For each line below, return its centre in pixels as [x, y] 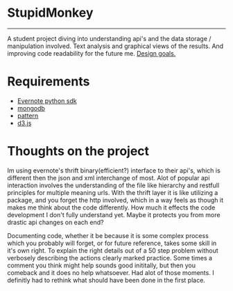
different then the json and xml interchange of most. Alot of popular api [109, 178]
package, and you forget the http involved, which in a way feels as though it [115, 200]
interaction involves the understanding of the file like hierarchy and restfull [113, 185]
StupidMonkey [50, 13]
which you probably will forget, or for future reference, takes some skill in [112, 243]
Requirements [49, 82]
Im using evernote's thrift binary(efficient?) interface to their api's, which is [114, 170]
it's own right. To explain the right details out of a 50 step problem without [113, 250]
